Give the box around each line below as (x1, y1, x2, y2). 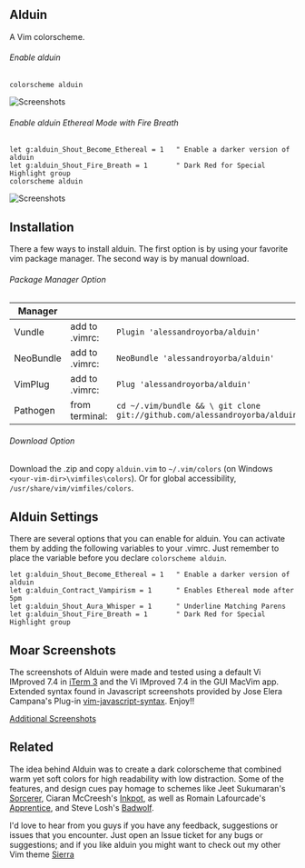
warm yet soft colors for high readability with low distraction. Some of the (9, 773, 284, 784)
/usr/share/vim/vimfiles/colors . (9, 483, 134, 494)
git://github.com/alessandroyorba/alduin (116, 410, 298, 421)
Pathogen (14, 404, 56, 417)
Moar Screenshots (9, 643, 116, 658)
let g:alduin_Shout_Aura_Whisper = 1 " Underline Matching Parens (9, 602, 286, 612)
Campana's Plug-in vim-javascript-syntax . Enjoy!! (9, 695, 195, 707)
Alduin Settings (9, 509, 99, 524)
